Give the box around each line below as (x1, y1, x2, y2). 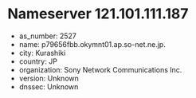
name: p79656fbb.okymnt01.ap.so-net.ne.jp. (18, 39, 167, 49)
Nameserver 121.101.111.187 (7, 5, 189, 23)
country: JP (18, 57, 57, 66)
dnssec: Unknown (18, 81, 79, 92)
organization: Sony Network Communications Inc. (18, 65, 182, 74)
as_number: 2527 (18, 31, 76, 41)
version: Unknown (18, 73, 79, 83)
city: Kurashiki (18, 48, 66, 57)
